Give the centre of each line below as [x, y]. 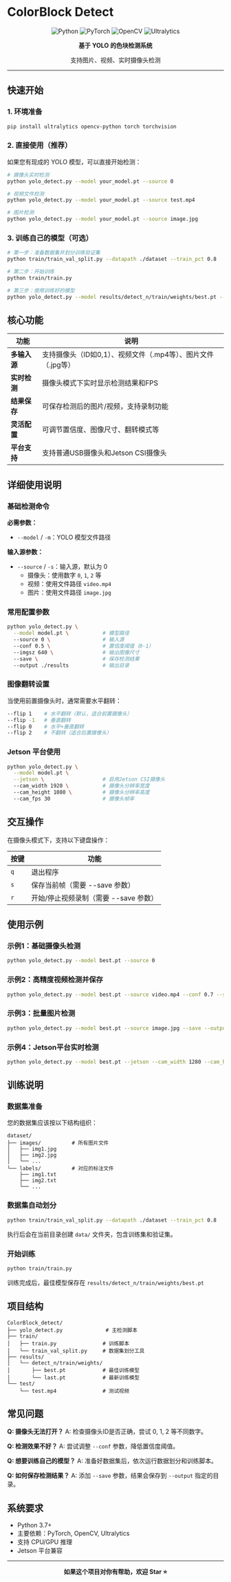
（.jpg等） [58, 365]
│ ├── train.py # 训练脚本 [68, 1343]
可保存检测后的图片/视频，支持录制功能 [105, 407]
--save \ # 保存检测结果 [76, 659]
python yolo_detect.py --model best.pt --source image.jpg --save [104, 1028]
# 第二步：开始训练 [31, 272]
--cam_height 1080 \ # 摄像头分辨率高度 [81, 792]
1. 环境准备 [25, 112]
